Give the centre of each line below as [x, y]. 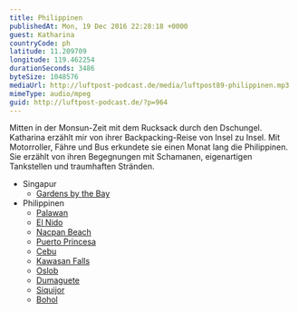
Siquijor [50, 290]
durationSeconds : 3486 [52, 69]
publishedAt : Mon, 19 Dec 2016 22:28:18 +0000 [99, 26]
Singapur [39, 184]
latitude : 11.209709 [48, 52]
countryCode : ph [40, 43]
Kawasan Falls [63, 261]
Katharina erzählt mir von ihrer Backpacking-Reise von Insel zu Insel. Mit [145, 138]
